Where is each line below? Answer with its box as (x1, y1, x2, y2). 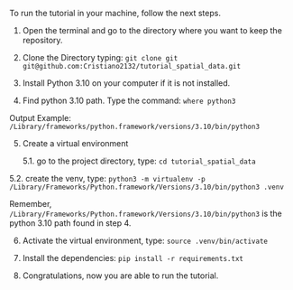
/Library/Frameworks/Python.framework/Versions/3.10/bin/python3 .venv (9, 182, 284, 192)
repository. (22, 35, 63, 45)
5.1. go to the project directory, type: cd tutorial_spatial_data (22, 155, 256, 166)
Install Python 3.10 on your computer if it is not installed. (22, 78, 231, 89)
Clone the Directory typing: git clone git (22, 52, 179, 62)
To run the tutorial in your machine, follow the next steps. (9, 8, 221, 18)
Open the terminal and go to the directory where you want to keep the (22, 25, 282, 35)
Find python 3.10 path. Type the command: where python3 (22, 95, 236, 106)
